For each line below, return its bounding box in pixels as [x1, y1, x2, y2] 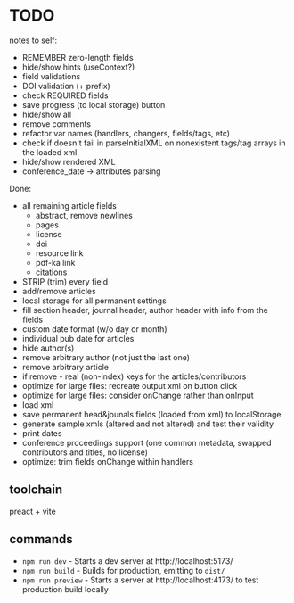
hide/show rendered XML [21, 156, 116, 167]
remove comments [21, 118, 92, 129]
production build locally [21, 583, 109, 594]
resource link [35, 247, 84, 259]
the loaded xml [21, 146, 78, 157]
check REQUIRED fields [21, 90, 109, 101]
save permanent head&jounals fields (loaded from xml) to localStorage [21, 409, 282, 419]
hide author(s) [21, 343, 75, 353]
